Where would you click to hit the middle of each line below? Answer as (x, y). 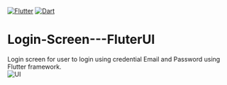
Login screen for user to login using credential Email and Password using (114, 59)
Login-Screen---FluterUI (81, 40)
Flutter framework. (34, 67)
